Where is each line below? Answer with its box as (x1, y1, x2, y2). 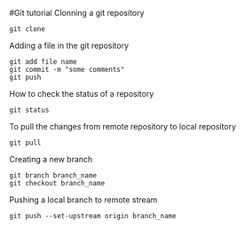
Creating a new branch (9, 154, 93, 164)
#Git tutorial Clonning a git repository (9, 8, 145, 18)
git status (9, 106, 50, 114)
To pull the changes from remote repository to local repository (9, 122, 237, 131)
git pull (9, 138, 42, 147)
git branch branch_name (9, 171, 98, 180)
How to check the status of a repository (9, 89, 154, 99)
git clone (9, 25, 46, 34)
